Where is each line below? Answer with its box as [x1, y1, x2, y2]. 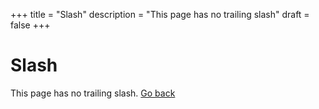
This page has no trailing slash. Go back [10, 87, 176, 99]
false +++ [10, 19, 51, 31]
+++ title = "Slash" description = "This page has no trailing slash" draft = [10, 9, 310, 20]
